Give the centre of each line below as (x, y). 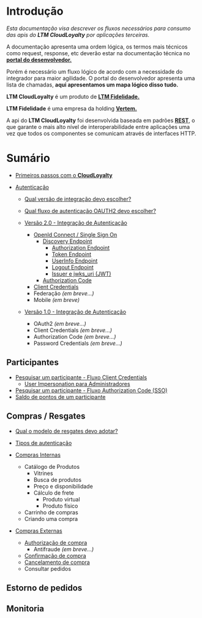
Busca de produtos (57, 479)
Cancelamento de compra (57, 562)
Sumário (28, 158)
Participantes (33, 362)
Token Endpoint (72, 254)
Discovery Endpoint (67, 241)
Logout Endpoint (73, 267)
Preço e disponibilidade (63, 486)
